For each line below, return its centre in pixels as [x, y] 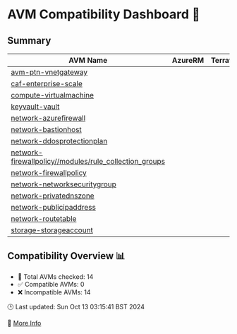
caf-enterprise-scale [47, 84]
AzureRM [188, 60]
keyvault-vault [35, 107]
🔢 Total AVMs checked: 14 [55, 276]
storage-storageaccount [52, 230]
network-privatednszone [53, 196]
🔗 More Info [24, 323]
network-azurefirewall [48, 118]
